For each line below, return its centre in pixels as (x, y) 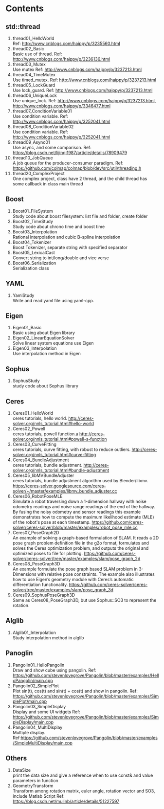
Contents (25, 9)
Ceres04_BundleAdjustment (41, 460)
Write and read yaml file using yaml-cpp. (53, 300)
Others (16, 758)
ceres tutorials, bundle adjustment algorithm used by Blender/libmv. (80, 481)
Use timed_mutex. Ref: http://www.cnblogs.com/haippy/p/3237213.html (84, 80)
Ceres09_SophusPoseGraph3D (44, 595)
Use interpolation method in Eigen (46, 354)
